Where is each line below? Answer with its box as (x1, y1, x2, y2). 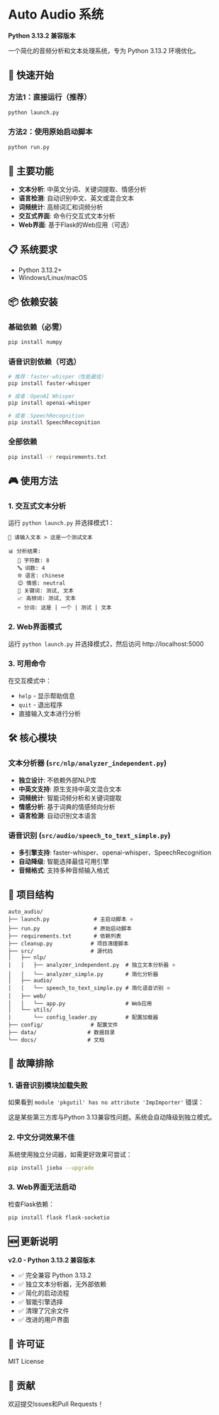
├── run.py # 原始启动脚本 (8, 925, 132, 932)
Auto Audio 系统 (8, 6, 104, 23)
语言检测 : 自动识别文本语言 (18, 811, 97, 820)
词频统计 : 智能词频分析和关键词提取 (18, 793, 122, 802)
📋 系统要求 (8, 243, 58, 256)
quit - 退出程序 (18, 700, 63, 709)
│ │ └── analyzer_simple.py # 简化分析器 (8, 970, 159, 977)
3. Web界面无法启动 (8, 1182, 77, 1192)
